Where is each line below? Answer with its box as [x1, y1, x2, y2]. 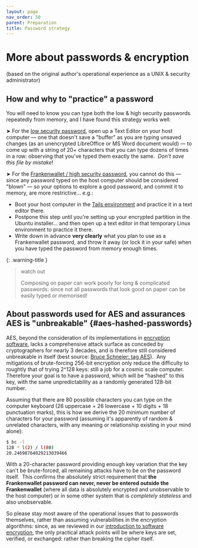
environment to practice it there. [14, 226, 93, 233]
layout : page [6, 8, 38, 15]
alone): [6, 428, 24, 435]
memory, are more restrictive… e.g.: [6, 189, 93, 196]
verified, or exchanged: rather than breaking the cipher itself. [6, 535, 155, 543]
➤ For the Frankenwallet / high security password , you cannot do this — [6, 170, 181, 177]
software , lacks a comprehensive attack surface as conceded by [6, 340, 164, 348]
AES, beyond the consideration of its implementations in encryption [6, 334, 170, 341]
